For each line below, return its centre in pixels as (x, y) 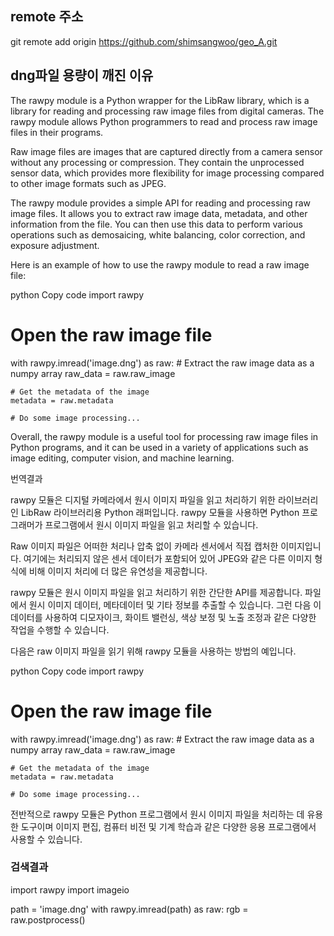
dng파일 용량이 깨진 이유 (82, 75)
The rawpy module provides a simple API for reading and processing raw (161, 203)
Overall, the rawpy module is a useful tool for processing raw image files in (164, 436)
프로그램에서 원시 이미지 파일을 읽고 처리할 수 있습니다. (151, 524)
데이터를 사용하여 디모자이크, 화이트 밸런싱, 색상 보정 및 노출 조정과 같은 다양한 (163, 617)
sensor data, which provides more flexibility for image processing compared (167, 173)
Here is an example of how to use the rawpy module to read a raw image (160, 264)
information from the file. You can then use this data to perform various (156, 224)
